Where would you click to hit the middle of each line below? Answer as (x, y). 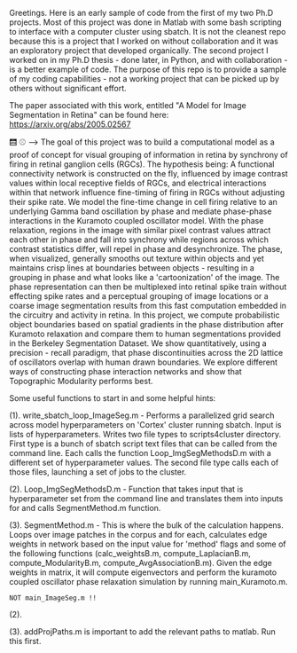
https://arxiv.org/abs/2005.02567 (70, 124)
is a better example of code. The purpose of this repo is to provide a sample (148, 69)
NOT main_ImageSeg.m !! (53, 598)
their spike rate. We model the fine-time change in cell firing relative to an (143, 202)
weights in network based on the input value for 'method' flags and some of (148, 544)
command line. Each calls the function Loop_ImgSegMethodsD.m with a (141, 453)
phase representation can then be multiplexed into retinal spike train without (148, 287)
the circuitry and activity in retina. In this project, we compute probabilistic (145, 315)
